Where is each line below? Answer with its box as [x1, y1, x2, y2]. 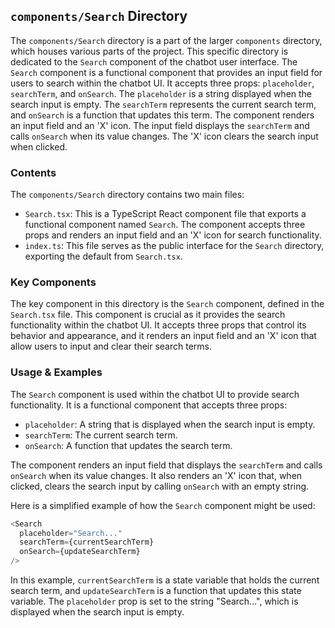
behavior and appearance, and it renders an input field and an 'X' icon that [10, 330, 317, 342]
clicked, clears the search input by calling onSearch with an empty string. [10, 480, 310, 492]
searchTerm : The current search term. [24, 429, 178, 441]
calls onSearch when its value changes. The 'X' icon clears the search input [10, 130, 319, 142]
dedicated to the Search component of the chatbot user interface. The [10, 55, 298, 68]
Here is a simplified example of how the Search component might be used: [10, 499, 316, 511]
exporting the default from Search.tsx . [24, 250, 183, 263]
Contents [10, 165, 57, 179]
